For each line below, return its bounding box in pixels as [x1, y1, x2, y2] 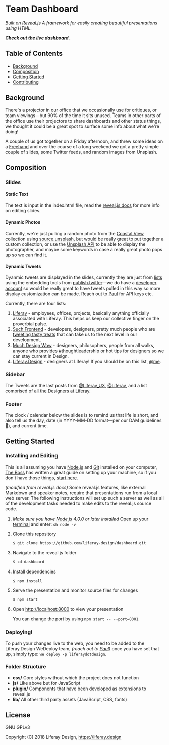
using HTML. [5, 25, 32, 31]
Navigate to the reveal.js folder [12, 549, 77, 555]
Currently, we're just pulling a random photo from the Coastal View [5, 231, 144, 237]
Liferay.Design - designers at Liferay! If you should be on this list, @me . [12, 359, 161, 365]
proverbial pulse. [12, 321, 48, 327]
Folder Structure [5, 663, 46, 670]
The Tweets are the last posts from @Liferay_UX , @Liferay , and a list [5, 382, 147, 388]
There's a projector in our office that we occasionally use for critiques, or [5, 107, 157, 113]
